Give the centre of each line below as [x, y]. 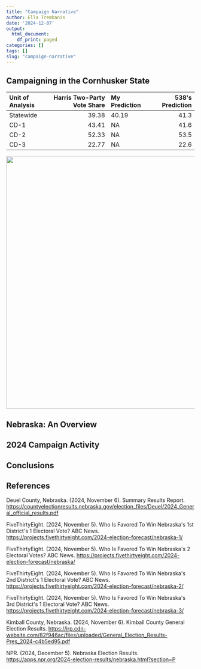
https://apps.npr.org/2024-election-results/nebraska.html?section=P [91, 659]
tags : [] [17, 51]
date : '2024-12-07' [31, 23]
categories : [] [25, 46]
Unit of [19, 98]
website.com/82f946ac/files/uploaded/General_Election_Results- [87, 635]
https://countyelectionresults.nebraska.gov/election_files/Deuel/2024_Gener [100, 507]
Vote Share [89, 105]
